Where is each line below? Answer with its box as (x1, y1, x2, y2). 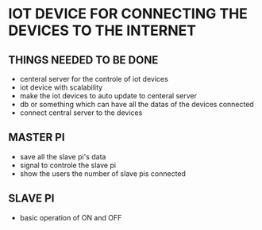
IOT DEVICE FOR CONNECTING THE (8, 5, 249, 23)
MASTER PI (8, 131, 65, 144)
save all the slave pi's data (19, 151, 106, 161)
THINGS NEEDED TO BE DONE (8, 53, 159, 67)
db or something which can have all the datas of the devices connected (19, 100, 254, 109)
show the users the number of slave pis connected (19, 168, 187, 178)
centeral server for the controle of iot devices (19, 75, 168, 83)
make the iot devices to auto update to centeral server (19, 91, 197, 100)
